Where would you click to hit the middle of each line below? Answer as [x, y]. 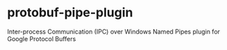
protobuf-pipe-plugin [70, 13]
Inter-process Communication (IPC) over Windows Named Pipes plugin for [114, 32]
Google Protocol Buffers [42, 38]
